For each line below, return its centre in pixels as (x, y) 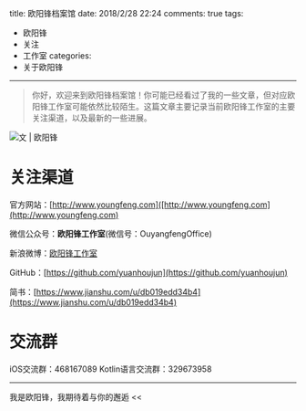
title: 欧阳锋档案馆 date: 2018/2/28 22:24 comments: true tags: (127, 13)
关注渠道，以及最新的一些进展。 (92, 118)
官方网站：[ (31, 205)
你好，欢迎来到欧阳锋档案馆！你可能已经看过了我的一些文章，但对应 (159, 95)
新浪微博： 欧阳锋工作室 (53, 253)
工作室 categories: (57, 56)
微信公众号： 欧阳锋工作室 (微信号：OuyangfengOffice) (111, 233)
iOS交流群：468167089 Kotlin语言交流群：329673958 (111, 369)
